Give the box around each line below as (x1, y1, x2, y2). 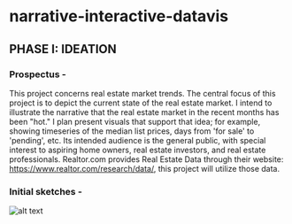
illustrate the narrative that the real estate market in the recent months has (9, 106, 280, 117)
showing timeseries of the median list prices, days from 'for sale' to (9, 126, 255, 136)
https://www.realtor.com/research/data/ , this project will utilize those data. (9, 163, 280, 174)
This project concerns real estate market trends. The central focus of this (9, 88, 276, 98)
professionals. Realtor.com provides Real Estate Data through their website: (9, 153, 284, 165)
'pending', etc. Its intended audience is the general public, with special (9, 135, 266, 145)
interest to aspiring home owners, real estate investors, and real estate (9, 144, 266, 155)
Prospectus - (9, 68, 66, 81)
